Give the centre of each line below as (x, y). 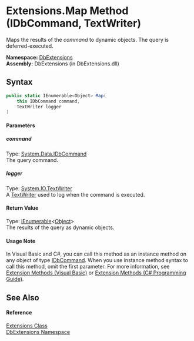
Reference (19, 313)
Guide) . (15, 279)
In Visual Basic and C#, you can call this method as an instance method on (96, 254)
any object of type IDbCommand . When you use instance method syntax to (97, 260)
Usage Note (21, 241)
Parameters (21, 125)
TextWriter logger (39, 107)
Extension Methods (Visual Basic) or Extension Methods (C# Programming (96, 273)
